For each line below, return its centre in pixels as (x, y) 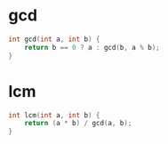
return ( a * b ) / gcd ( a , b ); (78, 124)
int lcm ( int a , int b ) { (54, 115)
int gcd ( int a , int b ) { (54, 39)
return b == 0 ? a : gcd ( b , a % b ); (92, 47)
